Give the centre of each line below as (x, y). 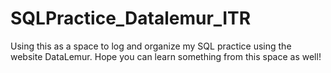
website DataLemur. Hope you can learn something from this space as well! (166, 56)
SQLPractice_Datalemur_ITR (131, 18)
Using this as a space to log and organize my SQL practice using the (151, 46)
